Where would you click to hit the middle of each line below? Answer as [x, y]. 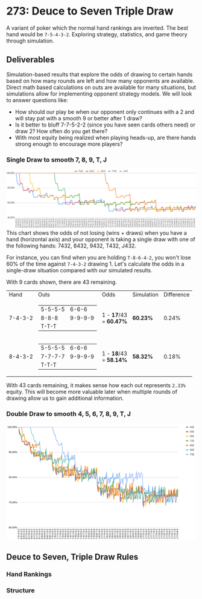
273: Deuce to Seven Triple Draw [90, 11]
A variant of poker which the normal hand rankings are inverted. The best [97, 28]
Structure [21, 590]
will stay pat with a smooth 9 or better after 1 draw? [79, 118]
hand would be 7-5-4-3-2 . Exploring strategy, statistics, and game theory [97, 34]
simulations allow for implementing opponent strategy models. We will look [99, 93]
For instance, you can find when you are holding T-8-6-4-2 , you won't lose [99, 257]
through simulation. [30, 41]
